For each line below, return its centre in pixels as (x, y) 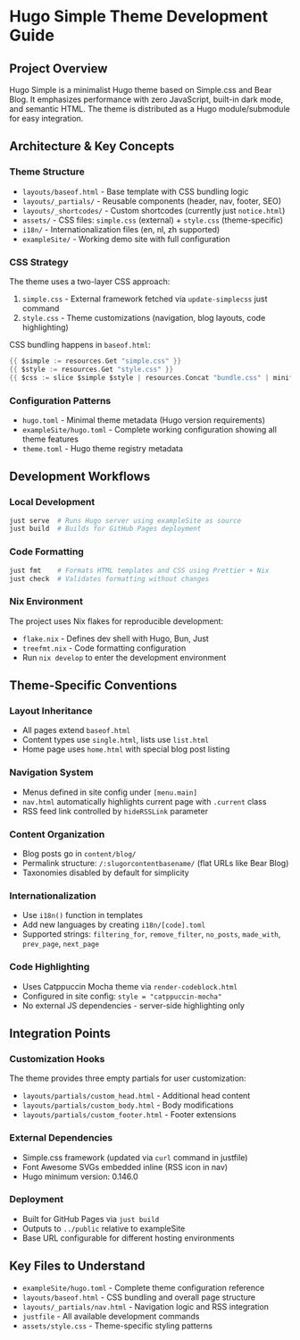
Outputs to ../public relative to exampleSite (104, 1228)
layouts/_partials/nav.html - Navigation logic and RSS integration (146, 1306)
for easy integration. (46, 118)
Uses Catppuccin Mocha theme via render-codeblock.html (130, 986)
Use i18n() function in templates (83, 915)
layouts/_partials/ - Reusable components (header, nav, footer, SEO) (152, 201)
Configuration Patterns (60, 400)
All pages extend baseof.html (76, 730)
